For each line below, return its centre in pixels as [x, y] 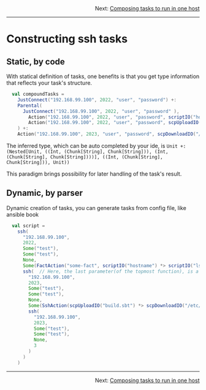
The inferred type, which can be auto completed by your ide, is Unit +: [96, 146]
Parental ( [30, 106]
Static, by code [36, 62]
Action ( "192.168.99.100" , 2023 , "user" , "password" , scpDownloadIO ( [107, 134]
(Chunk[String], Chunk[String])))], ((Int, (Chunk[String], [85, 157]
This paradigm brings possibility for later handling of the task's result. [94, 174]
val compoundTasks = [38, 94]
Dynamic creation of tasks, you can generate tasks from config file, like [97, 208]
